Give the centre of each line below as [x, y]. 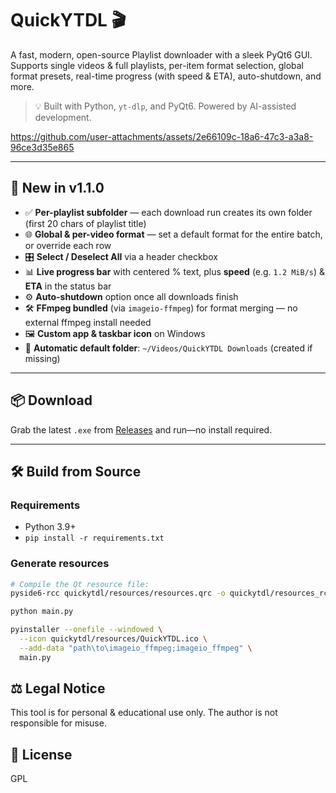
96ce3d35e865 [42, 147]
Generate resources [60, 564]
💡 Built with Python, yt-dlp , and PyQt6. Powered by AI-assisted [165, 106]
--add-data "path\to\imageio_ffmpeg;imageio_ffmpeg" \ [136, 648]
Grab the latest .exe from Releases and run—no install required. [141, 429]
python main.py [42, 612]
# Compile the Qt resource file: [80, 584]
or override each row [68, 245]
